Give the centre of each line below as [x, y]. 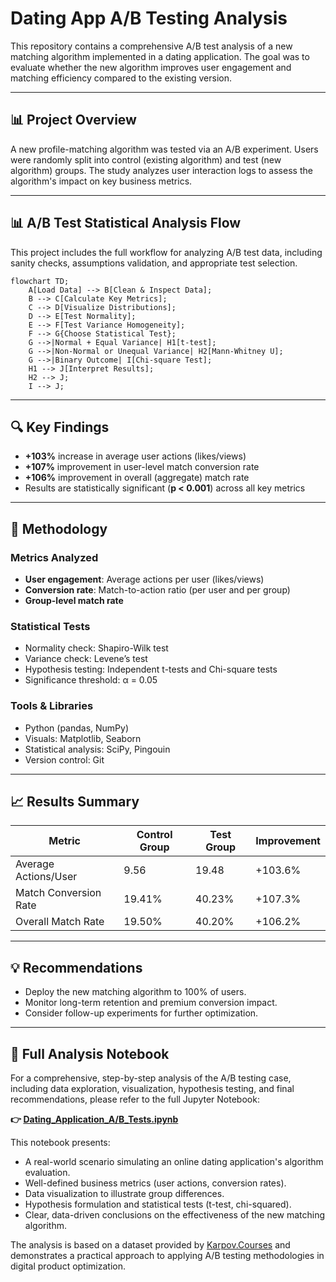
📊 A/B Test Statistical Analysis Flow [126, 223]
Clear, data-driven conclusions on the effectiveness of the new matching [175, 1215]
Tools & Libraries [52, 706]
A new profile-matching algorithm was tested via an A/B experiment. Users [164, 149]
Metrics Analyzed [54, 557]
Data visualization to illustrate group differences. [124, 1194]
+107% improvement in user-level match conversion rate [142, 467]
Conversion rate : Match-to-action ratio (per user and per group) [157, 590]
